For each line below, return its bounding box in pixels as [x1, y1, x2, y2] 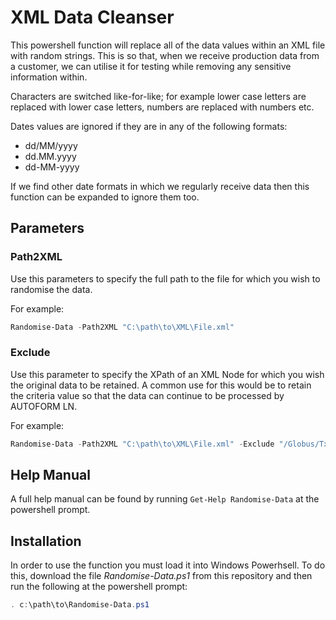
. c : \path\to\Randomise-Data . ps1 [10, 600, 150, 610]
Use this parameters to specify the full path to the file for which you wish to [10, 272, 321, 285]
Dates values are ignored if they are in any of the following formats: [10, 120, 288, 132]
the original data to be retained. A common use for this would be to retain [10, 379, 312, 391]
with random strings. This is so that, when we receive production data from [10, 49, 320, 61]
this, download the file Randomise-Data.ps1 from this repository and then [10, 570, 313, 582]
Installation [10, 532, 82, 550]
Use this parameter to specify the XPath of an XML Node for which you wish [10, 368, 325, 380]
